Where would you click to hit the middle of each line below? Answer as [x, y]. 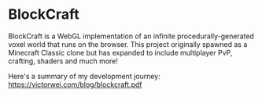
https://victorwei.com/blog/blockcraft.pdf [75, 84]
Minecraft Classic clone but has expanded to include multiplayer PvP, [120, 52]
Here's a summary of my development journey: [85, 76]
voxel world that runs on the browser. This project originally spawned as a [128, 44]
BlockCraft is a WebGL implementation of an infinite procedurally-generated [131, 36]
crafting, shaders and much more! [63, 61]
